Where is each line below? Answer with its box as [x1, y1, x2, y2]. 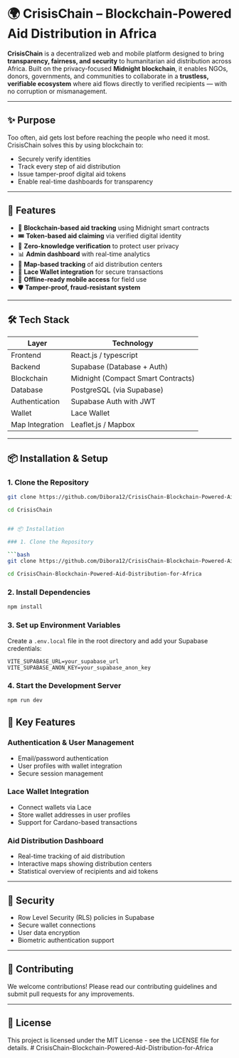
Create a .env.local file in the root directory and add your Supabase [7, 636, 208, 645]
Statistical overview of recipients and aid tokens [17, 867, 159, 876]
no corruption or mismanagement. [7, 87, 108, 95]
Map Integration [11, 420, 64, 430]
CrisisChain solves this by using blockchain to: [7, 140, 144, 149]
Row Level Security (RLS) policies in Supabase [17, 913, 155, 921]
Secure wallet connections [17, 921, 96, 929]
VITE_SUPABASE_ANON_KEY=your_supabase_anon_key [7, 664, 152, 671]
